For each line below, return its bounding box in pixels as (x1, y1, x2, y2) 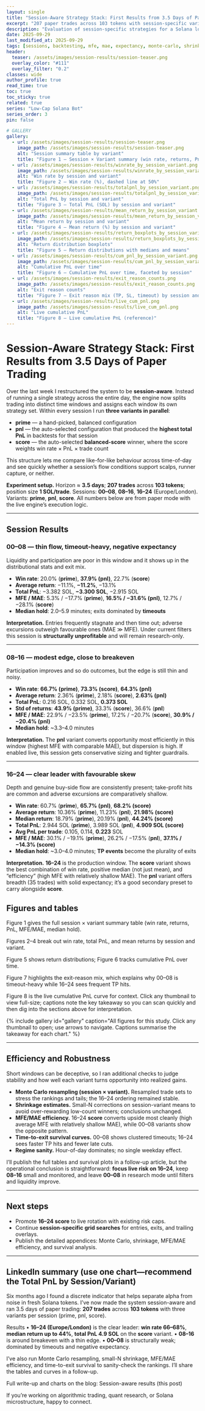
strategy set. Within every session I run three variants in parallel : (6, 407, 171, 414)
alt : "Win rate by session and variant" (17, 173, 121, 180)
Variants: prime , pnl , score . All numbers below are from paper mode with (6, 494, 191, 501)
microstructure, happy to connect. (6, 1398, 92, 1406)
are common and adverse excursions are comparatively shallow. (6, 790, 168, 797)
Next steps (6, 1201, 49, 1212)
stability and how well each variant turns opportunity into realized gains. (6, 1076, 188, 1084)
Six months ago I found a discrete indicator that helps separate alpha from (6, 1293, 193, 1300)
